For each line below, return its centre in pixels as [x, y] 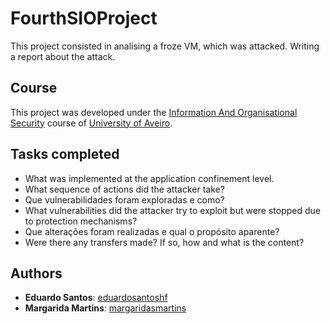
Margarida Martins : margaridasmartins [105, 308]
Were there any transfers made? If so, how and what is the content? [164, 242]
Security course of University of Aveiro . [91, 123]
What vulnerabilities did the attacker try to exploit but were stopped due [173, 210]
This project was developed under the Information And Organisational [154, 112]
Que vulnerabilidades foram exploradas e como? [124, 199]
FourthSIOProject [84, 18]
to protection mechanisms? [81, 221]
